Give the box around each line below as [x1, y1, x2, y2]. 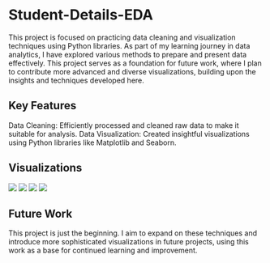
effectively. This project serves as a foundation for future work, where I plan [8, 58, 262, 68]
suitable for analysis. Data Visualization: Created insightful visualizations [8, 129, 250, 138]
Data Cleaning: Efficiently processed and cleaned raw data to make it [8, 120, 239, 130]
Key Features [8, 99, 77, 112]
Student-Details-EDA [8, 6, 154, 24]
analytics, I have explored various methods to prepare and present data [8, 49, 247, 59]
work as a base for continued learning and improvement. [8, 245, 198, 256]
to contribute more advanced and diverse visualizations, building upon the [8, 66, 257, 76]
